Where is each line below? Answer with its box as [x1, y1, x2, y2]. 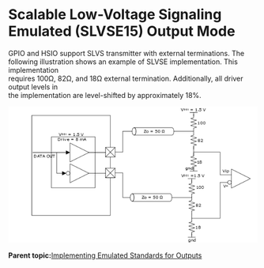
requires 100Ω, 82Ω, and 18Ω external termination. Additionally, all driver [8, 74, 243, 83]
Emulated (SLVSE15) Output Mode [8, 22, 236, 40]
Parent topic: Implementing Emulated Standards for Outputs [8, 251, 202, 260]
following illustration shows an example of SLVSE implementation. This [8, 57, 239, 66]
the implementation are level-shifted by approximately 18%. [8, 90, 202, 100]
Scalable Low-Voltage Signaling [8, 6, 222, 24]
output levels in [8, 81, 58, 92]
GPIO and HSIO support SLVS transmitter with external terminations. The [8, 48, 245, 58]
